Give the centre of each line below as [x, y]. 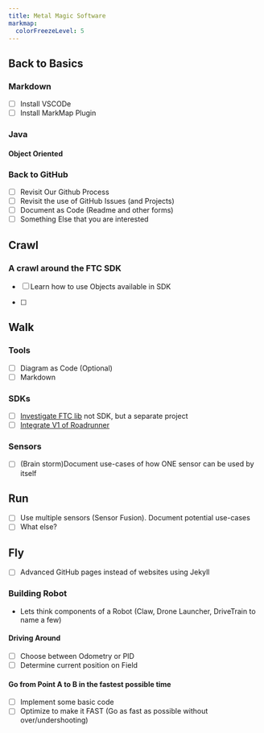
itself [28, 473]
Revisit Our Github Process [65, 192]
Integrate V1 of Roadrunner [65, 425]
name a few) [41, 619]
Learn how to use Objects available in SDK [101, 286]
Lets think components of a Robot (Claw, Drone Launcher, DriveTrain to [138, 611]
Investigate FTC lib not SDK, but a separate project [104, 416]
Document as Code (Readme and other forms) [97, 210]
